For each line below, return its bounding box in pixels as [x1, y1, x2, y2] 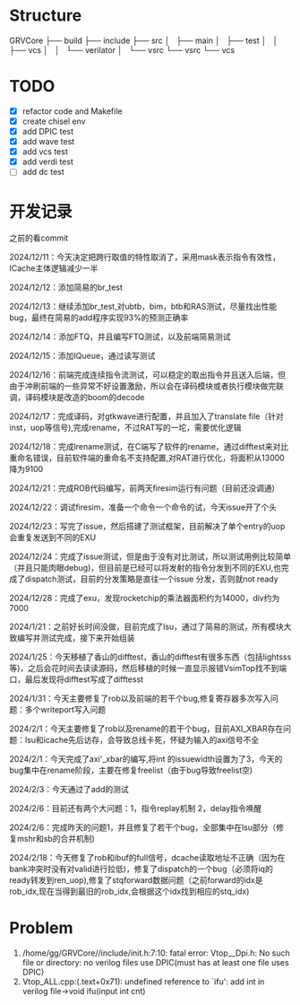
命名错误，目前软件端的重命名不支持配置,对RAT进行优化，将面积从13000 [16, 452, 285, 463]
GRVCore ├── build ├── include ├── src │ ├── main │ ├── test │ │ [9, 35, 279, 46]
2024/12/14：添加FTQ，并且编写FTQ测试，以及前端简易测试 [9, 331, 231, 342]
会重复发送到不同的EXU [9, 532, 97, 543]
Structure [9, 5, 82, 26]
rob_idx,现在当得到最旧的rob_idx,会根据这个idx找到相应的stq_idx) [9, 886, 250, 897]
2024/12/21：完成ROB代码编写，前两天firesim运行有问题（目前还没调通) [9, 483, 276, 494]
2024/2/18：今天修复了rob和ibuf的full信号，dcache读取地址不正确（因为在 [9, 852, 286, 863]
